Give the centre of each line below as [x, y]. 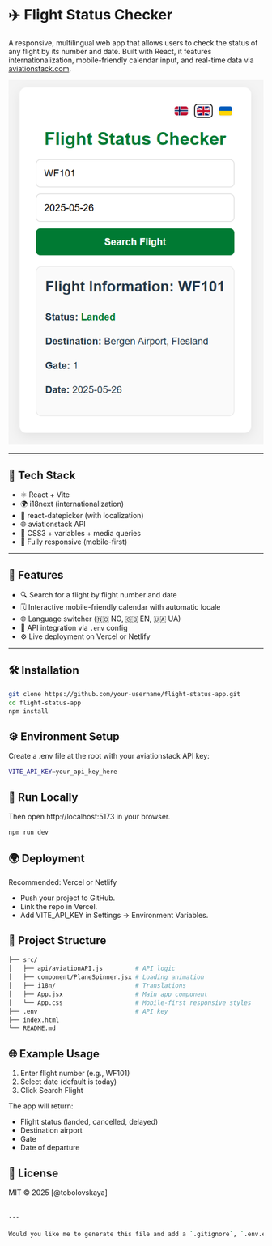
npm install [28, 711]
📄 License [34, 1173]
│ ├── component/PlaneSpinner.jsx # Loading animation [106, 977]
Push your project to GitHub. [68, 898]
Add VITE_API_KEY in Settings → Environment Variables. [114, 915]
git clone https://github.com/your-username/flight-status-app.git [125, 694]
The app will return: [41, 1106]
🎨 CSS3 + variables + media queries [81, 534]
